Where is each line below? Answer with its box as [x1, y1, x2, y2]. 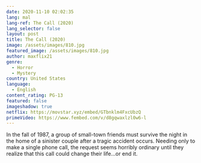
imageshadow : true [6, 103, 52, 110]
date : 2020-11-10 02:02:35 [6, 8, 74, 15]
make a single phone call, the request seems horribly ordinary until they [6, 144, 184, 151]
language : [6, 81, 31, 87]
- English [11, 87, 36, 93]
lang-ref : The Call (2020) [6, 20, 74, 26]
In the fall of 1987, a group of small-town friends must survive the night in [6, 131, 188, 138]
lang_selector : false [6, 25, 61, 32]
